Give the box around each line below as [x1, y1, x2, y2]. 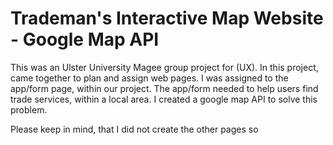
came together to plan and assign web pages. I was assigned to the [10, 72, 289, 84]
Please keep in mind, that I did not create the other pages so [10, 123, 259, 135]
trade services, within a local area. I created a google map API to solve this [10, 93, 318, 105]
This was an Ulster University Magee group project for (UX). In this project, [10, 61, 319, 73]
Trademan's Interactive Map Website [10, 7, 324, 30]
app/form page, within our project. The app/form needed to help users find [10, 82, 319, 94]
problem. [10, 103, 48, 116]
